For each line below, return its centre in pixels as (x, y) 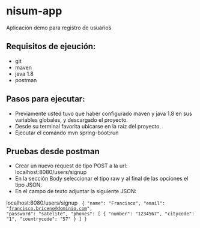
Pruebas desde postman (53, 151)
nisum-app (34, 11)
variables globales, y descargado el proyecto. (71, 120)
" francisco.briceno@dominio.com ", (50, 209)
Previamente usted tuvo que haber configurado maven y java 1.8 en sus (103, 113)
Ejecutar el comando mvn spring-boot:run (67, 133)
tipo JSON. (28, 185)
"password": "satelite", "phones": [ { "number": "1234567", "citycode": (101, 214)
